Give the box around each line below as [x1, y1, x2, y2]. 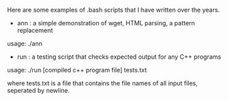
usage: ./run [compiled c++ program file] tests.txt [7, 66, 148, 74]
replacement [16, 27, 54, 34]
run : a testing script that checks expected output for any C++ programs [16, 53, 222, 61]
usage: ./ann [7, 40, 43, 47]
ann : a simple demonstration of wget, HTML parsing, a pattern [16, 19, 196, 27]
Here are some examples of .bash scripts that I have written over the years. [7, 6, 220, 14]
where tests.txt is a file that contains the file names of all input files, [7, 79, 198, 87]
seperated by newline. [7, 87, 70, 94]
